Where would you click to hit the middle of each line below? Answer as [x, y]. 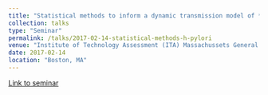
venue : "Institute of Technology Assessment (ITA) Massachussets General [134, 46]
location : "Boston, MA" [48, 61]
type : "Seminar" [35, 30]
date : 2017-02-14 [37, 53]
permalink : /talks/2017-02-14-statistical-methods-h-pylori [110, 38]
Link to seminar [33, 83]
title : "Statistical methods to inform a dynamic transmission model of [132, 16]
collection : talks [39, 23]
